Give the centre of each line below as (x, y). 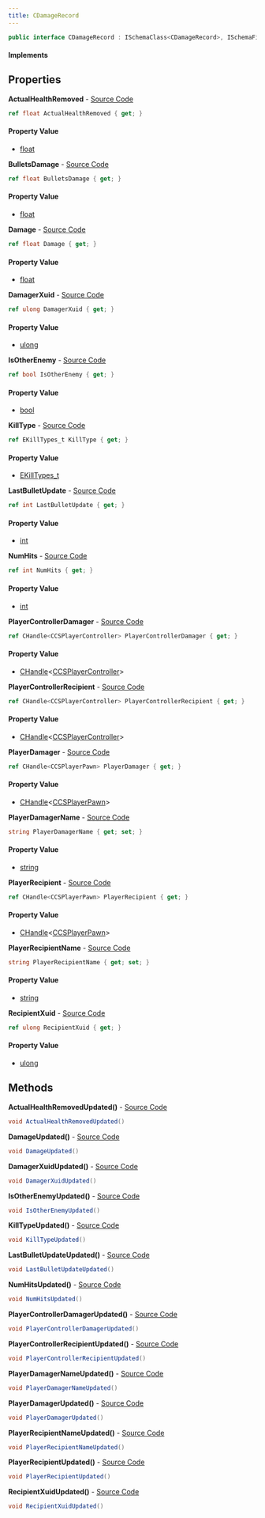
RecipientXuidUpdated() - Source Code (74, 1492)
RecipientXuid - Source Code (57, 1013)
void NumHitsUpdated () (45, 1299)
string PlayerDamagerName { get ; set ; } (76, 831)
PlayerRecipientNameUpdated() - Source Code (86, 1433)
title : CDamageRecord (44, 15)
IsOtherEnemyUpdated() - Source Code (74, 1196)
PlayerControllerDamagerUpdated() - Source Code (93, 1315)
